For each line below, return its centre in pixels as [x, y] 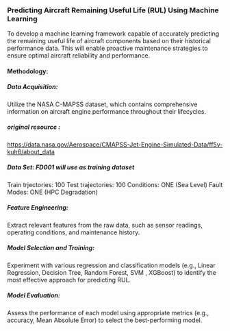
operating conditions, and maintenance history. [74, 232]
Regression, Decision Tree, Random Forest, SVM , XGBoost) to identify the [112, 272]
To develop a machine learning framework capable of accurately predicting [113, 34]
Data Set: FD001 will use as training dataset [71, 167]
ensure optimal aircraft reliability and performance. [79, 56]
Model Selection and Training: [51, 248]
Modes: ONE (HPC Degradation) [52, 192]
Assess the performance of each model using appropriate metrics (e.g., [108, 312]
